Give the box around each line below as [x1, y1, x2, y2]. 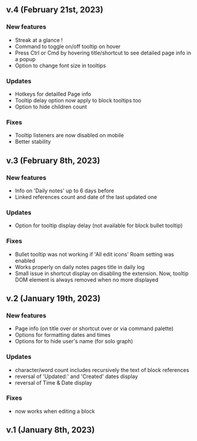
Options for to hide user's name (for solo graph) [14, 338, 134, 345]
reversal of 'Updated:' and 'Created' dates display [14, 373, 138, 380]
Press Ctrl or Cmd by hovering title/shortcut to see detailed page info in [14, 49, 192, 56]
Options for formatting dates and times [14, 331, 111, 339]
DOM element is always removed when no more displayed [14, 276, 159, 283]
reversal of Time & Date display [14, 379, 92, 386]
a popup [14, 55, 36, 62]
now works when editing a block [14, 407, 95, 415]
